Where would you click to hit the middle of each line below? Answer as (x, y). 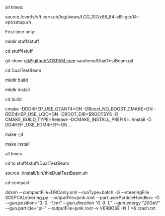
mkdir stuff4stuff (22, 41)
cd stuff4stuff (19, 51)
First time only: (20, 32)
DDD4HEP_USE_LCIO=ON (32, 114)
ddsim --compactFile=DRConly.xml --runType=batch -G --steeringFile (77, 192)
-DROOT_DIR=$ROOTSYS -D (89, 114)
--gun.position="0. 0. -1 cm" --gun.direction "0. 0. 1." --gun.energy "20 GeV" (83, 203)
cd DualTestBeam (23, 70)
